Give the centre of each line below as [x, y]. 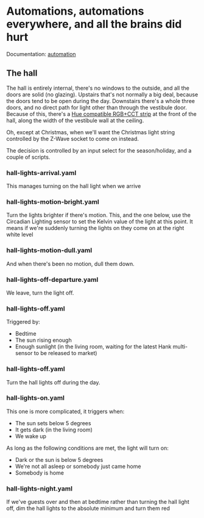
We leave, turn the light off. [40, 293]
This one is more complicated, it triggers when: [65, 411]
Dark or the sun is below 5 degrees [59, 459]
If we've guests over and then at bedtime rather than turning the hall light [98, 502]
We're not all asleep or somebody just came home [78, 466]
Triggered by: [23, 322]
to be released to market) [65, 353]
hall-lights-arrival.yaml [41, 173]
